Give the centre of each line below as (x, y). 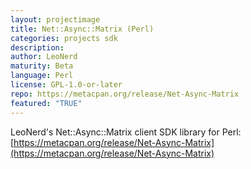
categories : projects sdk (64, 38)
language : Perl (42, 76)
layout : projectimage (55, 19)
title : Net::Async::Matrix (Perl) (82, 29)
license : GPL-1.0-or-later (66, 85)
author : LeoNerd (44, 57)
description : (37, 47)
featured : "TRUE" (46, 103)
